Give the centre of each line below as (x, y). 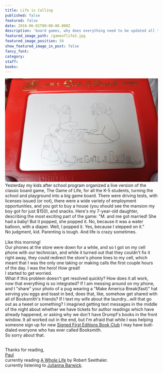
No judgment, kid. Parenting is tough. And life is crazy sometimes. (71, 232)
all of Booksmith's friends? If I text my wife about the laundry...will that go (78, 299)
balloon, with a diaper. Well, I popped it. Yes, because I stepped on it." (75, 227)
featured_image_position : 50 (34, 41)
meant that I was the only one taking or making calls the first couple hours (79, 263)
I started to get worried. (29, 273)
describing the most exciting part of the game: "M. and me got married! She (81, 216)
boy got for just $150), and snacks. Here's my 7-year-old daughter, (72, 211)
